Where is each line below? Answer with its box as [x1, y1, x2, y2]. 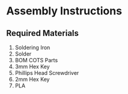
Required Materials [6, 28, 79, 38]
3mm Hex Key [14, 63, 50, 70]
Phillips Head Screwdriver [14, 69, 79, 76]
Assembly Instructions [6, 4, 122, 18]
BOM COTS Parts [14, 57, 58, 63]
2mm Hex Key [14, 76, 50, 83]
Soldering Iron [14, 44, 50, 51]
